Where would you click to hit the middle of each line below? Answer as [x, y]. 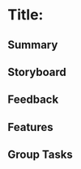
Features [30, 127]
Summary [33, 45]
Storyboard [37, 72]
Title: [26, 15]
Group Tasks [40, 155]
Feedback [33, 100]
